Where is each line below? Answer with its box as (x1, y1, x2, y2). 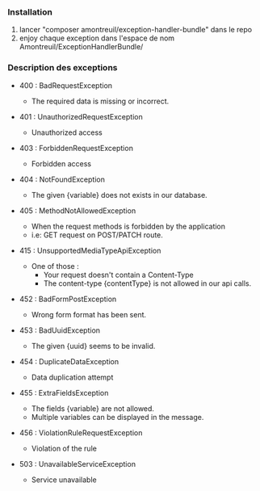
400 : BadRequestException (19, 80, 113, 90)
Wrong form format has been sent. (31, 309, 147, 319)
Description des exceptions (7, 62, 118, 73)
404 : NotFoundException (19, 174, 106, 184)
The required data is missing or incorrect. (31, 96, 170, 106)
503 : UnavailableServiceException (19, 459, 136, 468)
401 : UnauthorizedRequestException (19, 111, 143, 121)
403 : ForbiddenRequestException (19, 143, 134, 153)
